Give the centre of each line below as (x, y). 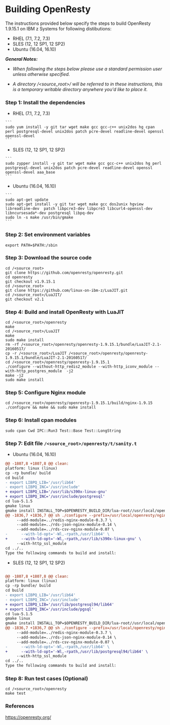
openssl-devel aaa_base (30, 172)
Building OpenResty (48, 9)
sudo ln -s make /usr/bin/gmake (39, 218)
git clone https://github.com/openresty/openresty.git (64, 273)
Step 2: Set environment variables (48, 235)
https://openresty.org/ (28, 717)
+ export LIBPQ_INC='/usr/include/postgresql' (55, 496)
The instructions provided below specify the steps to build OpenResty (78, 23)
